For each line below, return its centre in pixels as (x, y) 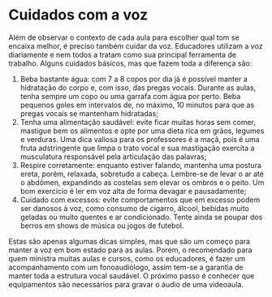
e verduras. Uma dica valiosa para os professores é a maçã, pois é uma (140, 139)
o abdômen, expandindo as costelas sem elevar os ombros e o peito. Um (142, 182)
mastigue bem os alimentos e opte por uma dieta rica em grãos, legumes (142, 131)
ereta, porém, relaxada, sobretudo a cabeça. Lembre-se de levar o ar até (142, 174)
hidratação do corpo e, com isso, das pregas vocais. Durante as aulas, (138, 88)
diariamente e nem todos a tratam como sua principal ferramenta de (123, 54)
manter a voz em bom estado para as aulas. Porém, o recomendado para (130, 250)
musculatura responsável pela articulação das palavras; (113, 157)
